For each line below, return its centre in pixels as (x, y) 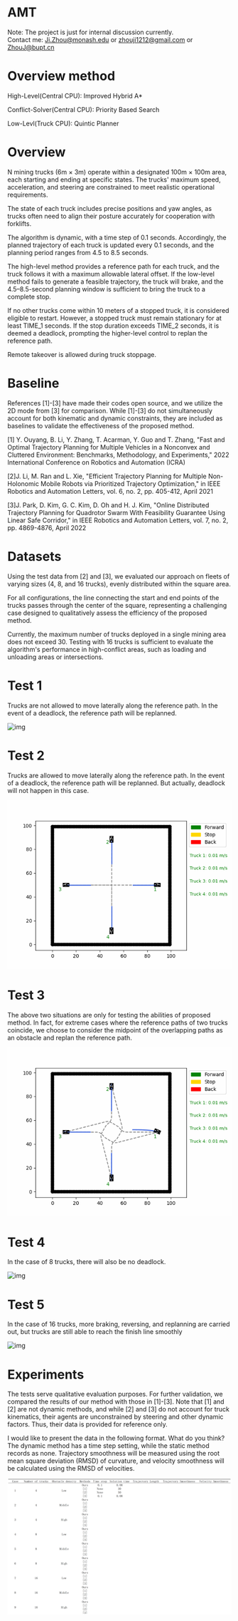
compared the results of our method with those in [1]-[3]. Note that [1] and (116, 1402)
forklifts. (20, 223)
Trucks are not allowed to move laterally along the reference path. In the (113, 705)
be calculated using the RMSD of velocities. (71, 1469)
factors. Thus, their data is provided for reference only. (88, 1424)
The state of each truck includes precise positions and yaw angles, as (109, 208)
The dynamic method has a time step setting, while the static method (108, 1446)
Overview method (61, 76)
